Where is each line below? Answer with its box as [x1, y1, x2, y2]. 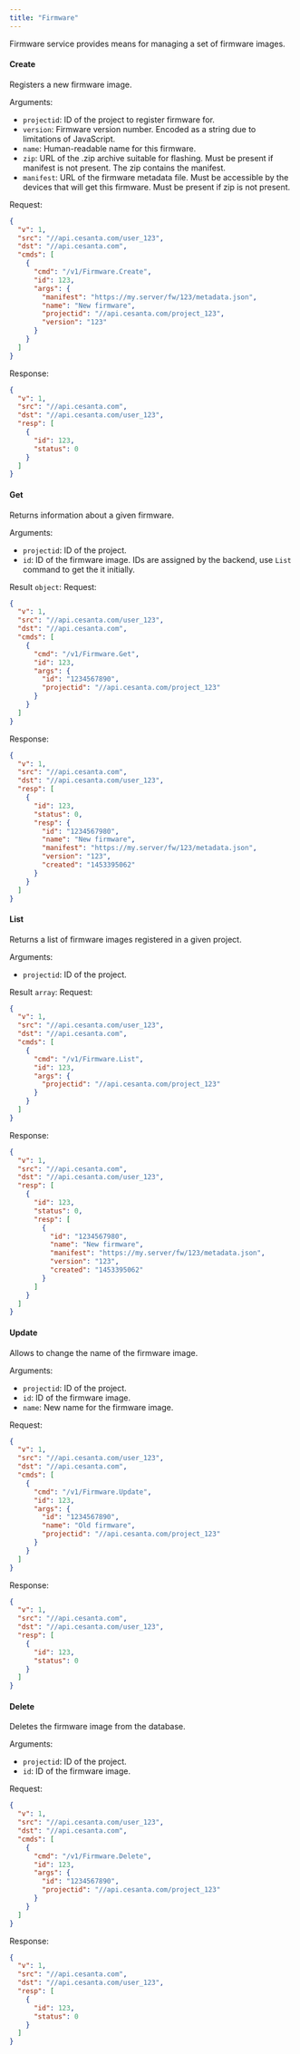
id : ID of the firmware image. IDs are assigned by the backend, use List [22, 554, 292, 565]
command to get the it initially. [22, 564, 136, 575]
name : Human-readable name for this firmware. [22, 142, 197, 154]
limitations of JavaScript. [22, 133, 116, 144]
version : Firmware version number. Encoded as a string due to [22, 123, 256, 134]
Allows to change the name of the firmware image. [9, 1347, 198, 1358]
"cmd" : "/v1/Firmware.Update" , [33, 1487, 152, 1497]
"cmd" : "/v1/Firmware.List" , [33, 1054, 144, 1063]
